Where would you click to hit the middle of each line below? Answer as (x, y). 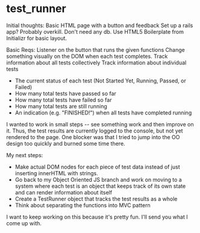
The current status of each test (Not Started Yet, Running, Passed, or (101, 81)
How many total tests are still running (61, 106)
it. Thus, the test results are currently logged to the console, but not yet (95, 131)
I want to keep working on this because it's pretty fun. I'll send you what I (97, 217)
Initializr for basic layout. (37, 38)
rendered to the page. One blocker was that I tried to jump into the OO (93, 137)
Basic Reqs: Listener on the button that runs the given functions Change (95, 49)
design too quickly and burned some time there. (66, 143)
